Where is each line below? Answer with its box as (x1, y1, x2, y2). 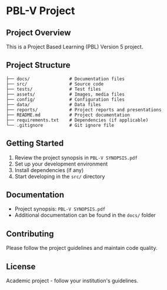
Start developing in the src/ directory (14, 173, 105, 180)
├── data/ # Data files (6, 101, 101, 107)
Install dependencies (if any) (14, 166, 84, 173)
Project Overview (6, 28, 71, 38)
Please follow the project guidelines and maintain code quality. (6, 245, 158, 252)
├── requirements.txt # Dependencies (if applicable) (6, 117, 149, 123)
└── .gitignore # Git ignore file (6, 122, 115, 128)
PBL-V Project (6, 4, 75, 18)
